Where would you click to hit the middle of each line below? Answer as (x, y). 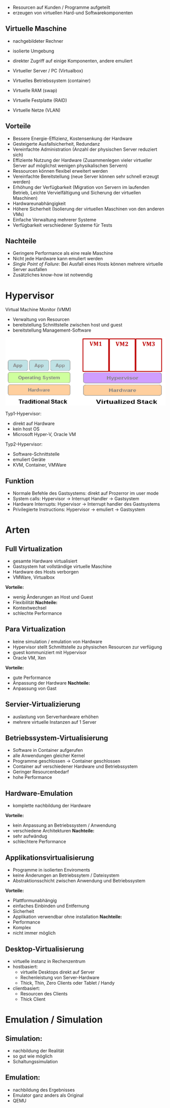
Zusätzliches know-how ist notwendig (52, 275)
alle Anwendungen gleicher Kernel (49, 755)
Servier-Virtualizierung (43, 704)
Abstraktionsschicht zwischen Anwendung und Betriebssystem (79, 881)
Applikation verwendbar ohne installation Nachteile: (67, 917)
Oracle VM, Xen (29, 658)
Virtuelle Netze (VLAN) (37, 110)
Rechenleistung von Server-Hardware (60, 977)
